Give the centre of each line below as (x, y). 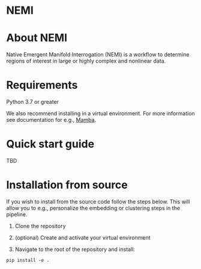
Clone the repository (40, 226)
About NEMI (37, 38)
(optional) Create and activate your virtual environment (83, 237)
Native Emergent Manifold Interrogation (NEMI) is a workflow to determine (98, 55)
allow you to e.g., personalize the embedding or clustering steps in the (93, 208)
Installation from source (67, 185)
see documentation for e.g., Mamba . (51, 120)
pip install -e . (28, 260)
